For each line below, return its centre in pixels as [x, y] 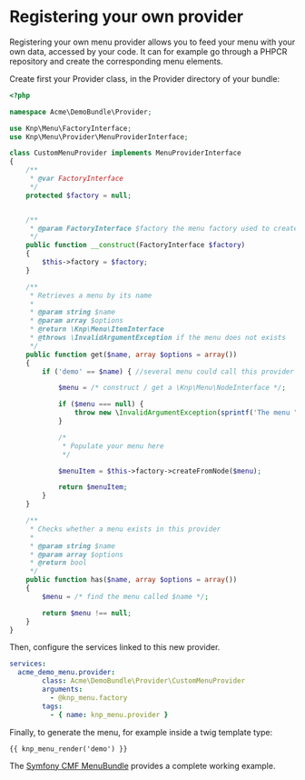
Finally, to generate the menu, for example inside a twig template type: [141, 732]
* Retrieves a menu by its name [91, 295]
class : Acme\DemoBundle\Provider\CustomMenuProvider [144, 681]
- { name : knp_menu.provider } [109, 715]
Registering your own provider [127, 17]
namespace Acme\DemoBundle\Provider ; [81, 112]
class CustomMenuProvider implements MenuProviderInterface [126, 153]
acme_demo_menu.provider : [67, 673]
